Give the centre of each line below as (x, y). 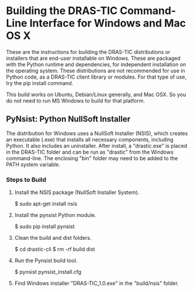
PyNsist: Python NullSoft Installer (68, 119)
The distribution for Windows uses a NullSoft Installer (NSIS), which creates (97, 133)
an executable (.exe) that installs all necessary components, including (90, 140)
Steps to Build (26, 179)
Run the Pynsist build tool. (46, 261)
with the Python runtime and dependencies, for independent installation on (96, 64)
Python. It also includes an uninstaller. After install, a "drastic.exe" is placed (97, 145)
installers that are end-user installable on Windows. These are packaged (93, 58)
